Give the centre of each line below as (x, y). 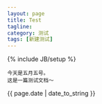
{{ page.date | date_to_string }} (51, 94)
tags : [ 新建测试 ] (30, 40)
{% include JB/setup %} (42, 59)
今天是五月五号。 (28, 73)
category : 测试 (28, 33)
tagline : (20, 26)
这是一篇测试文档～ (31, 80)
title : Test (24, 20)
